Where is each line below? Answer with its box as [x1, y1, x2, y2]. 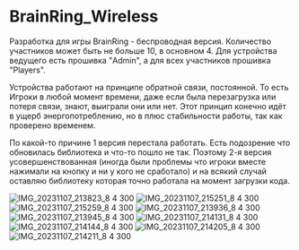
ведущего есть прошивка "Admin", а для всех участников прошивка [9, 55, 271, 65]
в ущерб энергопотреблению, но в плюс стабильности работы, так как [9, 110, 283, 121]
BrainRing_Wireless [9, 6, 159, 27]
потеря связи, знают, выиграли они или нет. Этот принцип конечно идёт [9, 100, 287, 111]
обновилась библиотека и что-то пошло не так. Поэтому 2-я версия [9, 146, 272, 158]
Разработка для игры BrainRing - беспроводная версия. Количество [9, 36, 272, 47]
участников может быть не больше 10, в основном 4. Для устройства [9, 45, 277, 56]
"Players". [9, 65, 47, 75]
